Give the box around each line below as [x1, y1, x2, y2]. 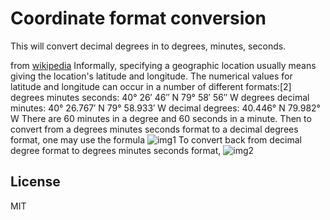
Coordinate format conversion [10, 7, 267, 30]
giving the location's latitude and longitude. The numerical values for [10, 70, 293, 82]
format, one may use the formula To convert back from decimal [10, 133, 302, 146]
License [10, 173, 61, 191]
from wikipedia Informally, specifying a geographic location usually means [10, 59, 317, 71]
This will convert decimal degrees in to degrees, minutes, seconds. [10, 40, 287, 52]
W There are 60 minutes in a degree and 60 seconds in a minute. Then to [10, 112, 312, 124]
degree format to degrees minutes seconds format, [10, 144, 222, 156]
